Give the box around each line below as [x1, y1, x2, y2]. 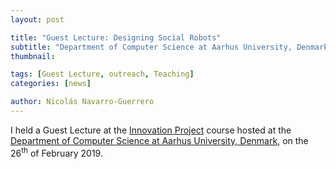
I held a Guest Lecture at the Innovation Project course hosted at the [10, 124, 292, 136]
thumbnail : [10, 51, 56, 61]
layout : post [10, 14, 65, 25]
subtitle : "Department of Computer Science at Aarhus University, [10, 42, 293, 52]
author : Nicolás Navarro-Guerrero [10, 97, 155, 107]
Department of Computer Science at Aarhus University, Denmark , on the [10, 134, 309, 146]
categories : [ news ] [10, 79, 92, 89]
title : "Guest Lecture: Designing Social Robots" [10, 32, 222, 43]
